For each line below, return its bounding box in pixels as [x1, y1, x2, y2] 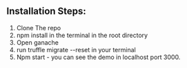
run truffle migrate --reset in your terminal [16, 45, 136, 54]
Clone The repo [16, 23, 61, 32]
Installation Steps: [6, 5, 87, 17]
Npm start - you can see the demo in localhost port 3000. [16, 53, 181, 61]
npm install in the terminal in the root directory [16, 31, 148, 39]
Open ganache [16, 38, 59, 47]
